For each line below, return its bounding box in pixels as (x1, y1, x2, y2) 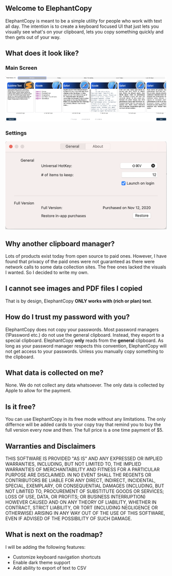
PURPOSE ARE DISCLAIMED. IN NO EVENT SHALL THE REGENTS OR (5, 472, 152, 478)
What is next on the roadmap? (5, 530, 103, 539)
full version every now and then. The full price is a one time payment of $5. (5, 427, 164, 433)
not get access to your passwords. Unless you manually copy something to (5, 348, 164, 354)
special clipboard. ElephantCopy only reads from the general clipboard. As (5, 337, 164, 343)
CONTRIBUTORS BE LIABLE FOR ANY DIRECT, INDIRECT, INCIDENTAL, (5, 477, 156, 483)
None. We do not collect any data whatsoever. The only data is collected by (5, 382, 165, 388)
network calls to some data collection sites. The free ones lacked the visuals (5, 264, 166, 270)
